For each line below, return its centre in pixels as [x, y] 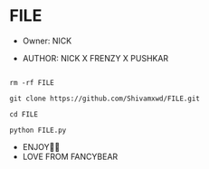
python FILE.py [38, 130]
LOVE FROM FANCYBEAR [70, 156]
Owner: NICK [47, 41]
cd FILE [24, 114]
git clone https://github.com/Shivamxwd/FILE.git [105, 99]
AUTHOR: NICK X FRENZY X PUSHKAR [95, 58]
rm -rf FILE [32, 82]
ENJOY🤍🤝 [41, 146]
